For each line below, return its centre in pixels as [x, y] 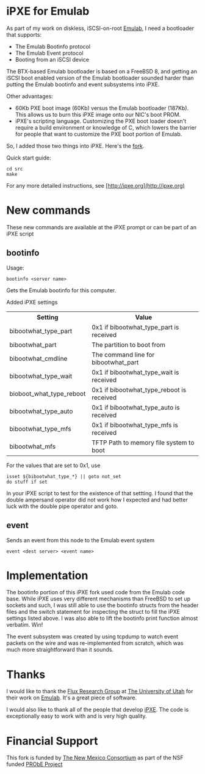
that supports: [24, 34]
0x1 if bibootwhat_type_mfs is [135, 425]
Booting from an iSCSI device [52, 59]
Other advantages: [30, 96]
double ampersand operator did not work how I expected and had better [97, 499]
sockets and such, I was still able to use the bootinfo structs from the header [103, 605]
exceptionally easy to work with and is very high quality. [77, 716]
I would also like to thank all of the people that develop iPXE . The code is [98, 710]
